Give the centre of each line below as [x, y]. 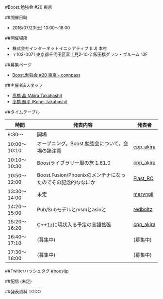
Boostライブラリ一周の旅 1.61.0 [74, 163]
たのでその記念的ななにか [66, 182]
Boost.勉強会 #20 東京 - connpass [46, 75]
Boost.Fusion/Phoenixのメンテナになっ [81, 175]
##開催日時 [16, 17]
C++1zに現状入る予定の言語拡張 [74, 225]
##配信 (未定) [18, 281]
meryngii [143, 194]
